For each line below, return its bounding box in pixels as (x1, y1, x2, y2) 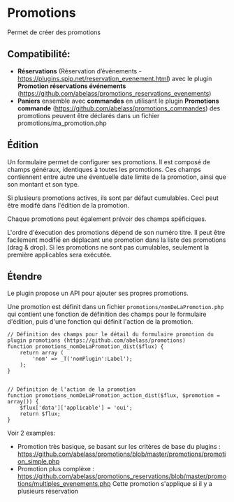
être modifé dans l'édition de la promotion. (7, 201, 129, 209)
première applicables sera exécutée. (7, 250, 112, 259)
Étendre (7, 271, 43, 282)
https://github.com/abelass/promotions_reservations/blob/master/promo (17, 472, 227, 480)
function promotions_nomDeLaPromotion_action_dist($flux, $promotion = (7, 392, 220, 399)
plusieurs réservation (17, 487, 79, 496)
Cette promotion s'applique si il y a (112, 480, 213, 488)
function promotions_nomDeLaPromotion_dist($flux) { (7, 343, 164, 350)
